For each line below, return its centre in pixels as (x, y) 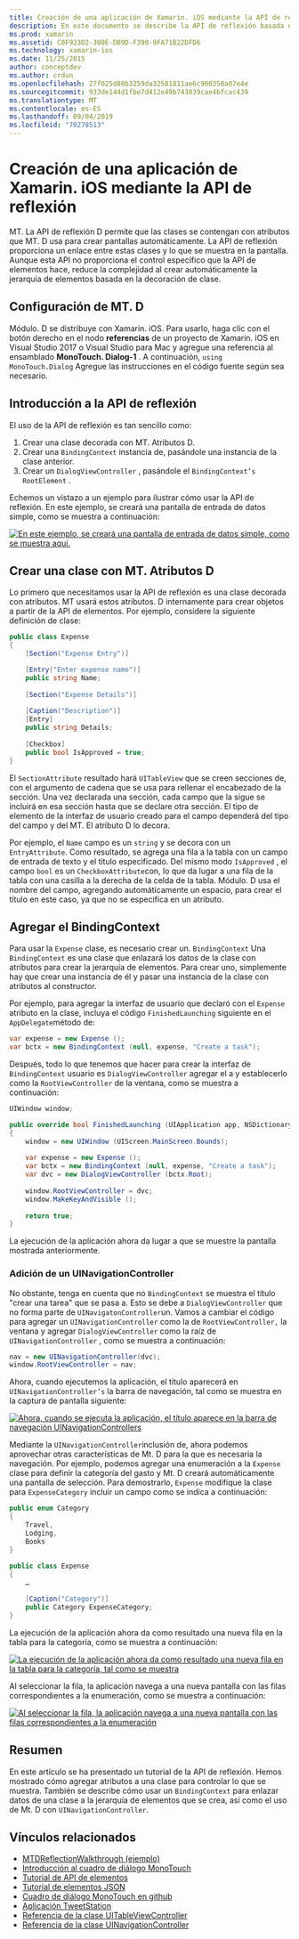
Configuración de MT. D (77, 307)
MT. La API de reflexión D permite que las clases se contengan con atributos (149, 231)
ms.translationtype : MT (53, 100)
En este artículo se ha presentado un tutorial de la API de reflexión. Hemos (145, 1772)
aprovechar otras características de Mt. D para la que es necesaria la (136, 1454)
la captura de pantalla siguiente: (68, 1401)
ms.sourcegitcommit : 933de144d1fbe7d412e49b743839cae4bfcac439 (129, 92)
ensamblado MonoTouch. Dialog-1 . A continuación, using (116, 356)
